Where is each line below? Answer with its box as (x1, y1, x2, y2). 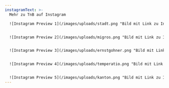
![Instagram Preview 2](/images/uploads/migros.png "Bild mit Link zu (9, 35, 161, 40)
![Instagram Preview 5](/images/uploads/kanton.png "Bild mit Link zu (9, 75, 161, 80)
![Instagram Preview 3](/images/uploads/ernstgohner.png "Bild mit (9, 48, 154, 53)
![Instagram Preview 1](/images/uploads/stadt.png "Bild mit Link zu (9, 21, 158, 26)
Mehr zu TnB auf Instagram (9, 12, 66, 17)
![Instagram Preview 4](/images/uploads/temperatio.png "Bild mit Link (9, 61, 163, 67)
